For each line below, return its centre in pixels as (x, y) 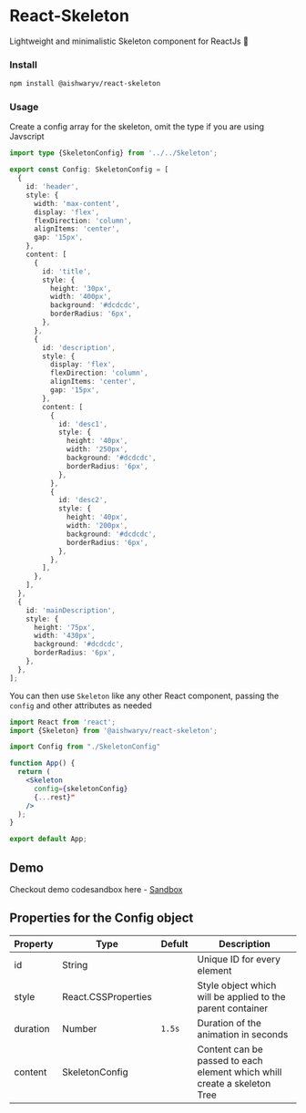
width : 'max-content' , (76, 203)
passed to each (230, 1060)
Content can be (230, 1049)
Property (34, 943)
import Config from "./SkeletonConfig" (85, 747)
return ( (34, 772)
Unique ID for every (239, 959)
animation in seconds (243, 1034)
